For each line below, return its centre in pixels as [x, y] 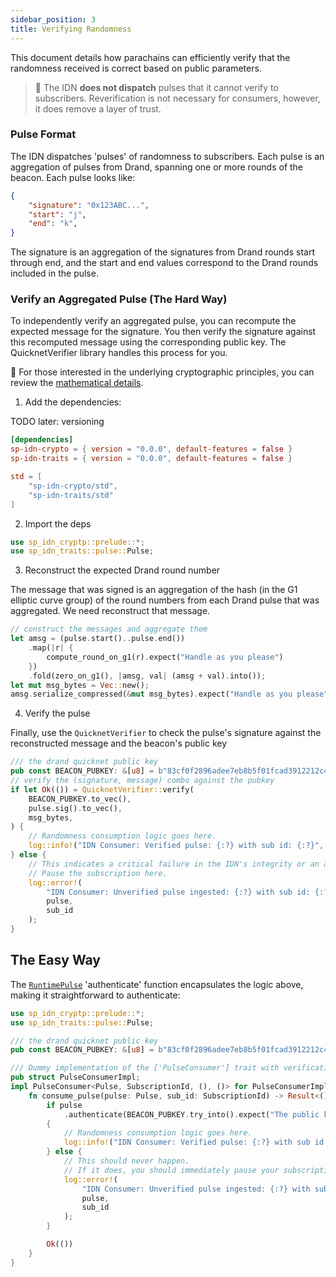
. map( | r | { [51, 648]
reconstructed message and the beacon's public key [119, 743]
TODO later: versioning [57, 422]
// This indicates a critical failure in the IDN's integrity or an [174, 864]
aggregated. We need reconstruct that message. [110, 611]
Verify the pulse [57, 713]
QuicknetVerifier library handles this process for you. [119, 353]
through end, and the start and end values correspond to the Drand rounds [164, 263]
